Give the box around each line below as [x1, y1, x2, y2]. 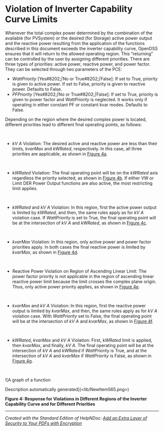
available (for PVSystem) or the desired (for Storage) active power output [5, 35, 152, 41]
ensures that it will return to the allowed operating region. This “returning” [5, 50, 153, 57]
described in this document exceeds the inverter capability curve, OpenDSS [5, 45, 158, 51]
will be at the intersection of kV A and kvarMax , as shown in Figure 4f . [12, 318, 154, 324]
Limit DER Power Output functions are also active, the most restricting [12, 180, 153, 186]
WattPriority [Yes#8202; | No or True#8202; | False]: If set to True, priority [12, 76, 158, 82]
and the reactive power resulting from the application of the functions [5, 40, 145, 46]
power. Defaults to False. [12, 86, 62, 92]
